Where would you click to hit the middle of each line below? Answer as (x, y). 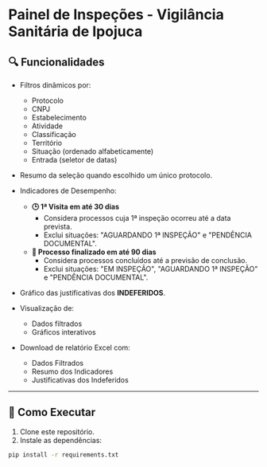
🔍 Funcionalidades (56, 62)
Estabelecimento (59, 118)
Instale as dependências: (60, 440)
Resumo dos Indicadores (72, 371)
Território (47, 143)
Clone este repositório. (57, 431)
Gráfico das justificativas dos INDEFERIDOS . (93, 293)
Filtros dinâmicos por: (55, 85)
